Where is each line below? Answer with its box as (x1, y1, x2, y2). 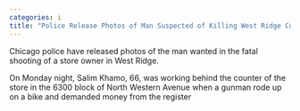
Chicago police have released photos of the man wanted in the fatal (9, 45, 259, 56)
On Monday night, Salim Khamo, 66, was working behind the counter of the (9, 72, 287, 83)
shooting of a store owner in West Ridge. (9, 55, 159, 66)
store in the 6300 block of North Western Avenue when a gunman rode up (9, 82, 282, 92)
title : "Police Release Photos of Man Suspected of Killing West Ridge (9, 21, 281, 30)
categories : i (9, 12, 62, 22)
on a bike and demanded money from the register (9, 91, 192, 102)
